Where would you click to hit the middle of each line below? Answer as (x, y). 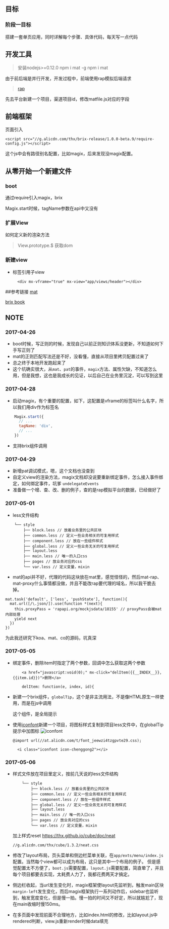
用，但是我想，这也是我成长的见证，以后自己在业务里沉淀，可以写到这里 (88, 376)
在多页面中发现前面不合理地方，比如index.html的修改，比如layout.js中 (85, 915)
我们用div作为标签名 (38, 407)
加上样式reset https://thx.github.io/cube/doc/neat (64, 836)
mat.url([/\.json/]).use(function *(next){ (56, 603)
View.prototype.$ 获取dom (45, 245)
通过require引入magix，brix (34, 198)
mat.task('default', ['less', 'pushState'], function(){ (66, 599)
